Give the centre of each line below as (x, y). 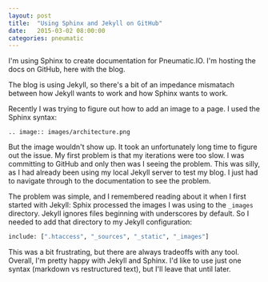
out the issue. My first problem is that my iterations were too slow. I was (126, 155)
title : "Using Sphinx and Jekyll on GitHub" (85, 23)
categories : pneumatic (46, 38)
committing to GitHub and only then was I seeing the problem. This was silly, (134, 164)
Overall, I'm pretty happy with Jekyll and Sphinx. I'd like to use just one (125, 260)
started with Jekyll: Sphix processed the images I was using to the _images (131, 205)
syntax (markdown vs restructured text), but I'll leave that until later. (120, 269)
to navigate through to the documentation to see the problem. (110, 181)
